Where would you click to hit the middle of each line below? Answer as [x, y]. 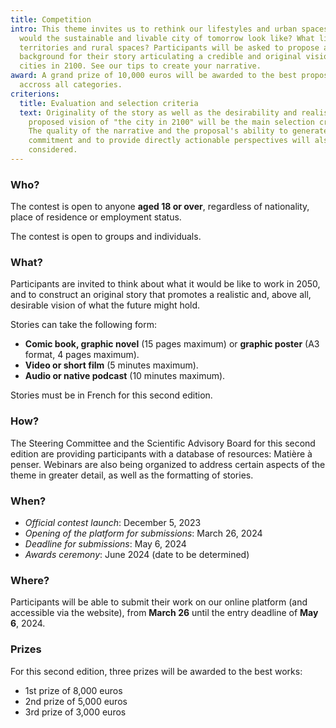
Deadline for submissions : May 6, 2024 [105, 544]
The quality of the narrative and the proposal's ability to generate [178, 131]
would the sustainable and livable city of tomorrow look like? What [167, 38]
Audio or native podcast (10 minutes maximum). [125, 376]
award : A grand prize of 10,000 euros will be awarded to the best [154, 76]
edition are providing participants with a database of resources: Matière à [161, 453]
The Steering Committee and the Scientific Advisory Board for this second [163, 443]
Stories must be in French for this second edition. [111, 395]
